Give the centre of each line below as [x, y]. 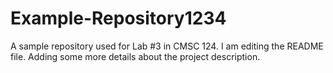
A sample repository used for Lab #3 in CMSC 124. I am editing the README [167, 46]
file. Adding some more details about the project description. [135, 56]
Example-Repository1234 [118, 18]
